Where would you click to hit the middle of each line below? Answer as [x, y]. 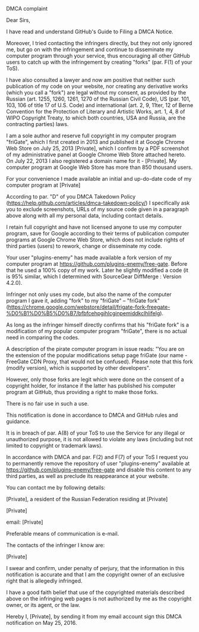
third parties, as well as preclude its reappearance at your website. [88, 476]
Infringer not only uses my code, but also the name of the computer [89, 294]
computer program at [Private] [43, 185]
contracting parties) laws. [37, 124]
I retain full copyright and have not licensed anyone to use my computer [94, 227]
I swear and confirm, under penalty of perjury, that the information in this [95, 568]
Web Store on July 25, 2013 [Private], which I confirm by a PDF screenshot [97, 148]
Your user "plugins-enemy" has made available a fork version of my [89, 257]
